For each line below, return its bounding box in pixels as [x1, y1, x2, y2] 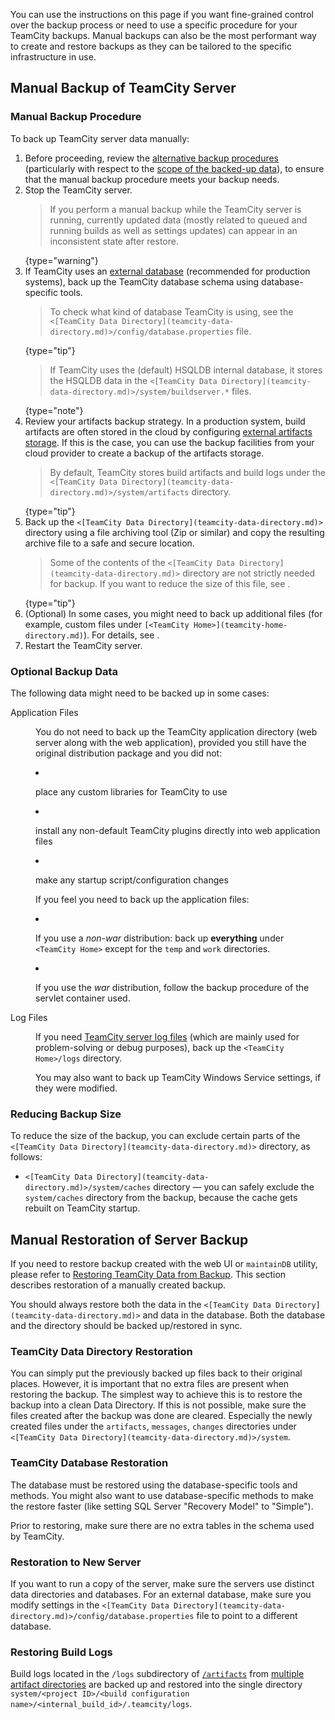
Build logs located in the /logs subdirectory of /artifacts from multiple [10, 1668, 305, 1680]
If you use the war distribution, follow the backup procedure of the [35, 981, 310, 993]
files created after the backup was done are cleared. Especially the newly [10, 1410, 313, 1422]
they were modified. [35, 1082, 118, 1094]
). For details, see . [83, 629, 160, 641]
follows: [10, 1151, 43, 1163]
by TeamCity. [10, 1530, 65, 1542]
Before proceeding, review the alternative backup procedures [24, 152, 279, 164]
